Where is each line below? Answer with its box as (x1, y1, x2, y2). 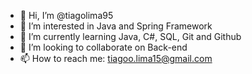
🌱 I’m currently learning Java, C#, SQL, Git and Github (19, 31, 242, 42)
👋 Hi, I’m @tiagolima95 (19, 10, 114, 21)
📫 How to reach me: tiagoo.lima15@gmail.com (19, 53, 213, 64)
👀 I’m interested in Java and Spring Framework (19, 20, 213, 32)
